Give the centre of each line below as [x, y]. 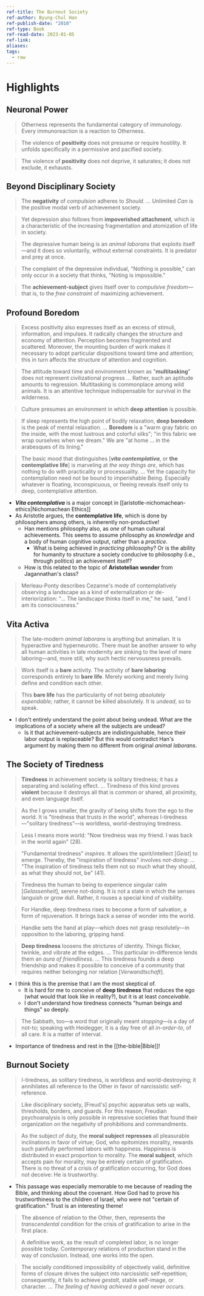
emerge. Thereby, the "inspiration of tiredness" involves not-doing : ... [108, 860]
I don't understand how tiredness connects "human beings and [103, 1003]
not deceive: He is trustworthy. [59, 1174]
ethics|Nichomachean [42, 510]
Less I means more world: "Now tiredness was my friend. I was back [107, 835]
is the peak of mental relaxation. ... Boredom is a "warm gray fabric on [109, 427]
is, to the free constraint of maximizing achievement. [98, 293]
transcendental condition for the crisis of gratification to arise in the [106, 1224]
